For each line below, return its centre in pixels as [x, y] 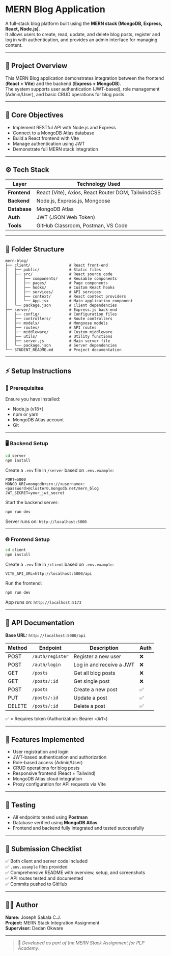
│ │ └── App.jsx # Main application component [69, 301]
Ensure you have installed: [33, 399]
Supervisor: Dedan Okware [34, 928]
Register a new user [97, 656]
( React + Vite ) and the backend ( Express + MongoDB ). [63, 83]
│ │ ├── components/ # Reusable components [61, 279]
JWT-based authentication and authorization [60, 757]
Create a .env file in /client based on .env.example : [60, 564]
